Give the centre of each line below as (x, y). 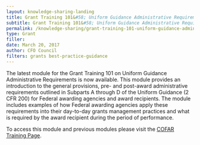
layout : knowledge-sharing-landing (50, 12)
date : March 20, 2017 (33, 45)
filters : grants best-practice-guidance (57, 56)
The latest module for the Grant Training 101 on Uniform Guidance (87, 73)
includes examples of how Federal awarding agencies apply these (87, 104)
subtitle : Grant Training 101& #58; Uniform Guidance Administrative (93, 23)
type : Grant (21, 34)
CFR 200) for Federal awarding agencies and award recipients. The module (99, 98)
